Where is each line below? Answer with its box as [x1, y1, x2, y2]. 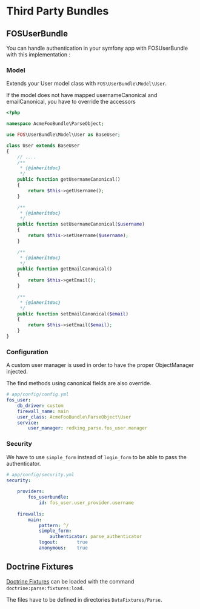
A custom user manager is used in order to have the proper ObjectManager [6, 362, 194, 369]
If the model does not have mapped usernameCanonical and [6, 92, 158, 99]
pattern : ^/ [38, 522, 69, 528]
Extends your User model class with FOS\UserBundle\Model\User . [6, 80, 167, 87]
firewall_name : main [17, 408, 69, 414]
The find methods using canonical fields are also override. [6, 380, 152, 387]
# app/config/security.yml [6, 471, 75, 477]
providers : [17, 488, 45, 495]
